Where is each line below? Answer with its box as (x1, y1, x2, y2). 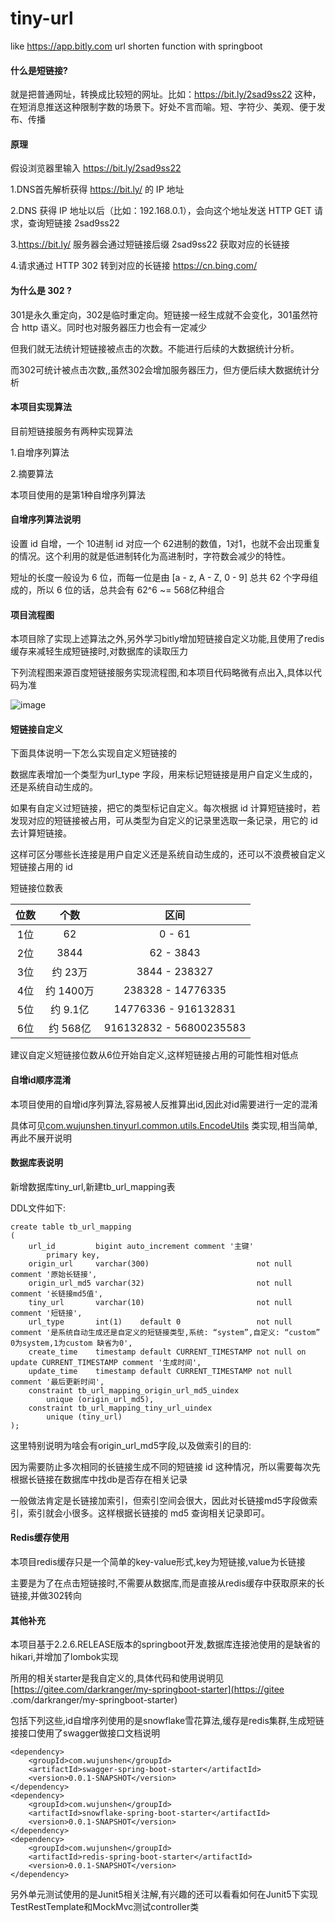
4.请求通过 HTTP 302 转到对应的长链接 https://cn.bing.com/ (10, 260, 258, 272)
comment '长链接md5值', (10, 1288, 103, 1299)
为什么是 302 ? (10, 284, 72, 296)
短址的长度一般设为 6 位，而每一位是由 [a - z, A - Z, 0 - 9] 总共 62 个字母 (10, 571, 310, 583)
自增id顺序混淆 (10, 1073, 72, 1086)
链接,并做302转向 (10, 1589, 83, 1601)
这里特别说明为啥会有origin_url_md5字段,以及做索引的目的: (10, 1439, 252, 1451)
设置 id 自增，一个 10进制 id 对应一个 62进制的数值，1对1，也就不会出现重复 (10, 537, 322, 549)
